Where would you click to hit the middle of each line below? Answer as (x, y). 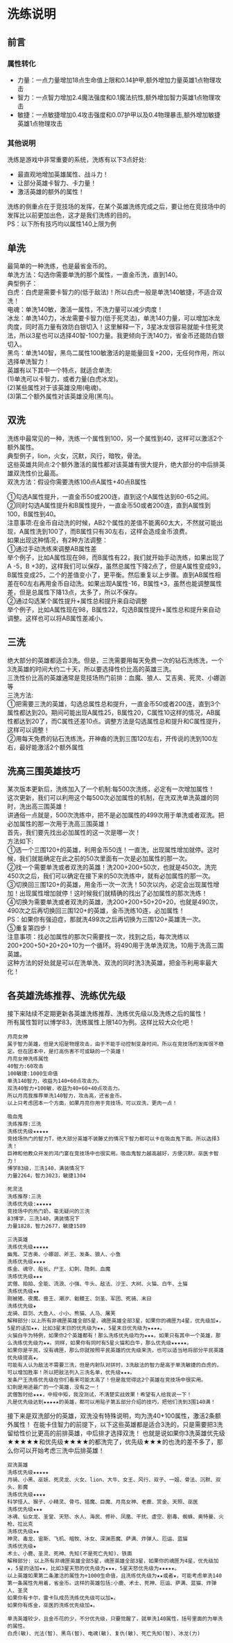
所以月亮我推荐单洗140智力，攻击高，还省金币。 (66, 1096)
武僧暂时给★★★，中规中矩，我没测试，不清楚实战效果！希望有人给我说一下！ (100, 1395)
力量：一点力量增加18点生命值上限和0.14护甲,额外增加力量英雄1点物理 (116, 80)
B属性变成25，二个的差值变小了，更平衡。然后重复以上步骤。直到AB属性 (111, 575)
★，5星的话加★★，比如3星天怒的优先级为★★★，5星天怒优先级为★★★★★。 (94, 1569)
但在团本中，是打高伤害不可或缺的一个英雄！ (71, 1052)
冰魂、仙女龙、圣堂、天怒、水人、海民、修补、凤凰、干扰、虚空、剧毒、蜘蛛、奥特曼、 (113, 1517)
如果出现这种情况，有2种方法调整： (58, 540)
